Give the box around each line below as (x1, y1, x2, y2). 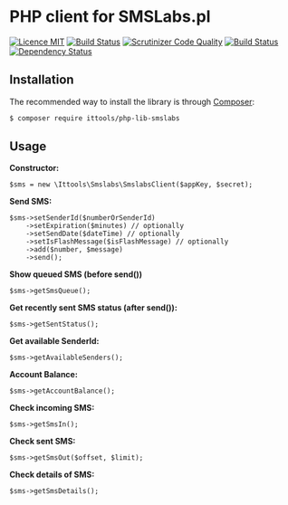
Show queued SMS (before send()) (9, 269, 143, 280)
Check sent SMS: (9, 436, 76, 447)
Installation (9, 72, 74, 88)
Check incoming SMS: (9, 403, 95, 414)
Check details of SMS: (9, 469, 95, 481)
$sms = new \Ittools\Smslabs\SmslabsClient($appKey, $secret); (9, 180, 254, 189)
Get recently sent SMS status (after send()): (9, 302, 178, 313)
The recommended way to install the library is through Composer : (9, 96, 255, 107)
